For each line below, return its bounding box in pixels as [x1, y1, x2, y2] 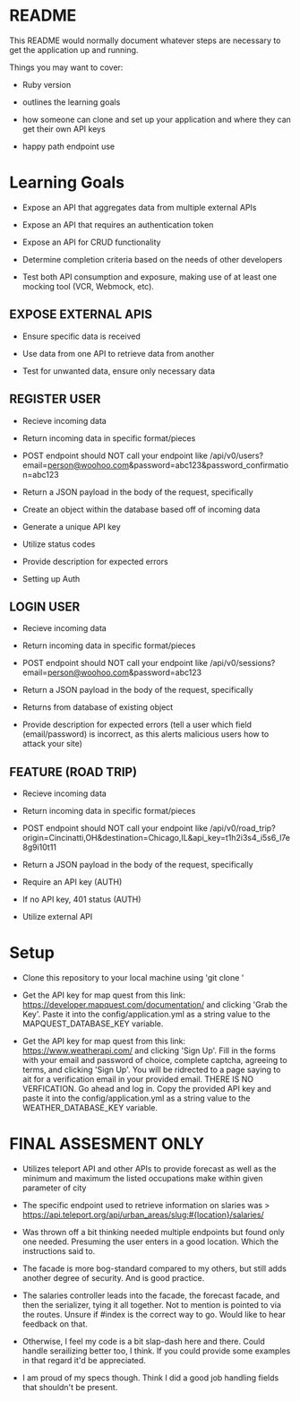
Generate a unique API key [21, 521, 121, 532]
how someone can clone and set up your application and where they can [21, 114, 291, 125]
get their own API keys [21, 123, 106, 134]
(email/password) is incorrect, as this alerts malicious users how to [21, 729, 270, 739]
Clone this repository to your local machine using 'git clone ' [21, 973, 244, 983]
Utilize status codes [21, 539, 96, 549]
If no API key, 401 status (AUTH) [21, 894, 141, 905]
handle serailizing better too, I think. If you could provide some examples [21, 1345, 291, 1356]
